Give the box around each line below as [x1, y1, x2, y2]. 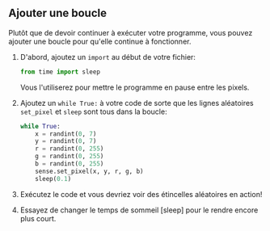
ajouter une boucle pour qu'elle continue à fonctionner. [8, 36, 192, 46]
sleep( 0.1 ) [35, 174, 72, 183]
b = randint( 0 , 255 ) [35, 160, 104, 168]
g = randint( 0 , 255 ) [35, 153, 104, 161]
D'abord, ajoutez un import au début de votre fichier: [19, 52, 196, 61]
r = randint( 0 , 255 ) [35, 145, 104, 153]
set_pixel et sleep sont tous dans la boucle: [19, 107, 167, 116]
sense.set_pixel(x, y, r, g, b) [35, 167, 144, 175]
